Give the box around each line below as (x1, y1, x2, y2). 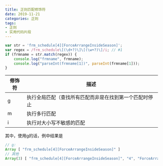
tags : (5, 20, 16, 26)
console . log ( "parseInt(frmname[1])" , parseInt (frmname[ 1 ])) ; (14, 61, 140, 66)
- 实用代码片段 (5, 30, 32, 34)
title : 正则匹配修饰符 (5, 7, 46, 12)
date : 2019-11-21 (5, 12, 40, 17)
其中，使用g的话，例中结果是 (5, 133, 63, 139)
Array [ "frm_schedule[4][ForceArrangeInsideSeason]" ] (5, 147, 120, 152)
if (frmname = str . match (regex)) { (5, 52, 77, 57)
